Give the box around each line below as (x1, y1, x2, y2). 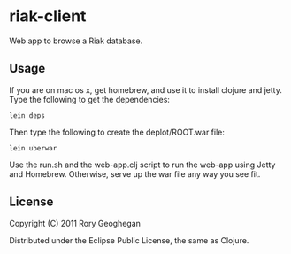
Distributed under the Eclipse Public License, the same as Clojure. (9, 235, 249, 245)
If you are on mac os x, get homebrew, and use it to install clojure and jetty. (9, 84, 283, 95)
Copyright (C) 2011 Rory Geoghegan (9, 218, 142, 228)
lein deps (9, 111, 46, 120)
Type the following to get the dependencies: (9, 94, 171, 104)
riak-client (9, 6, 87, 27)
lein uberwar (9, 143, 57, 152)
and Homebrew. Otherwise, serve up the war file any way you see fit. (9, 168, 261, 179)
